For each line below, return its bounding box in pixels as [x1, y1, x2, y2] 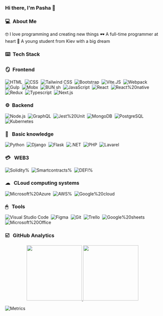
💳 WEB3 [5, 154, 29, 161]
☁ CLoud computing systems [5, 179, 80, 186]
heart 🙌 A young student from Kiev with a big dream [5, 38, 110, 44]
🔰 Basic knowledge [5, 130, 54, 137]
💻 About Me [5, 18, 37, 25]
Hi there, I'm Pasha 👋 [5, 4, 55, 11]
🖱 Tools [5, 203, 26, 210]
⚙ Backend [5, 102, 33, 109]
